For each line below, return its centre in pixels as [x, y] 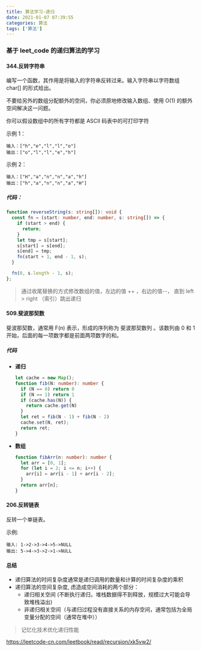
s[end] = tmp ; [34, 251]
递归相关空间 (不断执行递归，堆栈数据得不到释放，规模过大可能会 [104, 595]
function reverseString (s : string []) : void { [64, 212]
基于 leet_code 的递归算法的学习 [53, 50]
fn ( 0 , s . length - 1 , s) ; [43, 274]
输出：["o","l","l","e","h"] [41, 153]
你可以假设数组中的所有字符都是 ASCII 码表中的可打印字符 [78, 121]
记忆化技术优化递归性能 [50, 630]
